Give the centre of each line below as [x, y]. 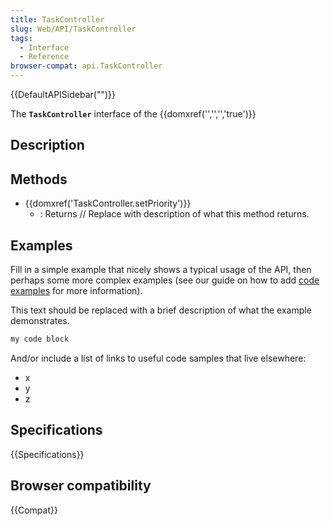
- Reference [44, 57]
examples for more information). [76, 291]
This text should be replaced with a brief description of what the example [161, 310]
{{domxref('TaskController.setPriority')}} [108, 203]
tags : [21, 38]
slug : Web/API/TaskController [73, 29]
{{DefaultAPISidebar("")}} [63, 94]
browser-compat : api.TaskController [86, 66]
